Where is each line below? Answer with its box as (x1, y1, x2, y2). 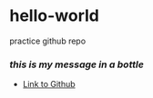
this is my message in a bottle (9, 58, 144, 71)
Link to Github (22, 79, 76, 90)
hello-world (9, 5, 100, 26)
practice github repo (9, 35, 87, 46)
